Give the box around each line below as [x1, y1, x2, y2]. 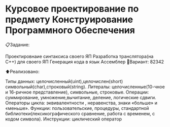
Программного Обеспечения [5, 25, 135, 36]
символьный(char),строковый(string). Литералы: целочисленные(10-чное [5, 83, 165, 90]
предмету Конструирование [5, 14, 133, 25]
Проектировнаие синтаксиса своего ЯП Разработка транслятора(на [5, 53, 154, 59]
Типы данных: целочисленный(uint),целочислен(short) [5, 78, 123, 84]
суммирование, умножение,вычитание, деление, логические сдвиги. [5, 94, 156, 100]
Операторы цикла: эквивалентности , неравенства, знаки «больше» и [5, 100, 157, 106]
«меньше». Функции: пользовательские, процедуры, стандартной [5, 105, 149, 111]
